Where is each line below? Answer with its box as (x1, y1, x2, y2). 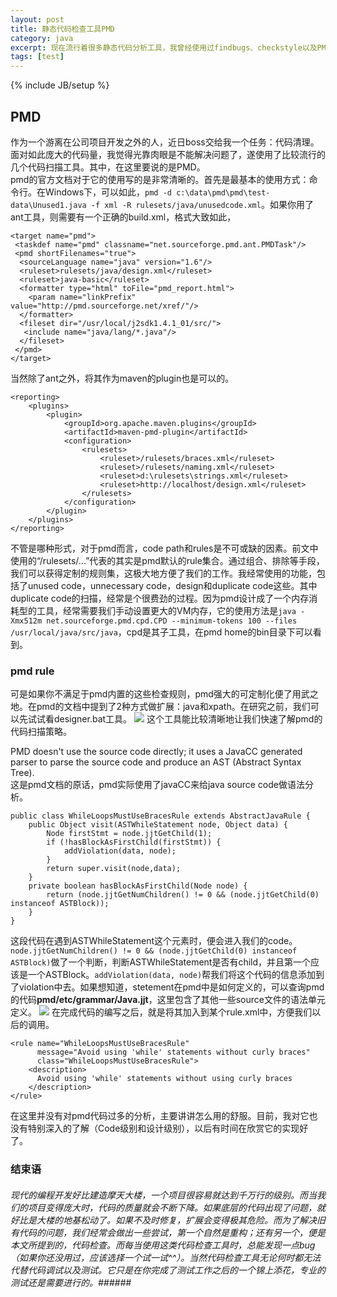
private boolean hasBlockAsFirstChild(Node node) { (28, 881, 248, 891)
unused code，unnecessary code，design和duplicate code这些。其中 (27, 579, 318, 591)
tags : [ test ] (10, 52, 65, 62)
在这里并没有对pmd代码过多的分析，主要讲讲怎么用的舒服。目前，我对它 (10, 1110, 310, 1122)
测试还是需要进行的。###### (10, 1276, 132, 1288)
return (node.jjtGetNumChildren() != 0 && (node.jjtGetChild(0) (46, 890, 320, 900)
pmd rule (10, 664, 55, 678)
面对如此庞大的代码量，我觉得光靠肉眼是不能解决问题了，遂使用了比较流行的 (10, 148, 326, 160)
